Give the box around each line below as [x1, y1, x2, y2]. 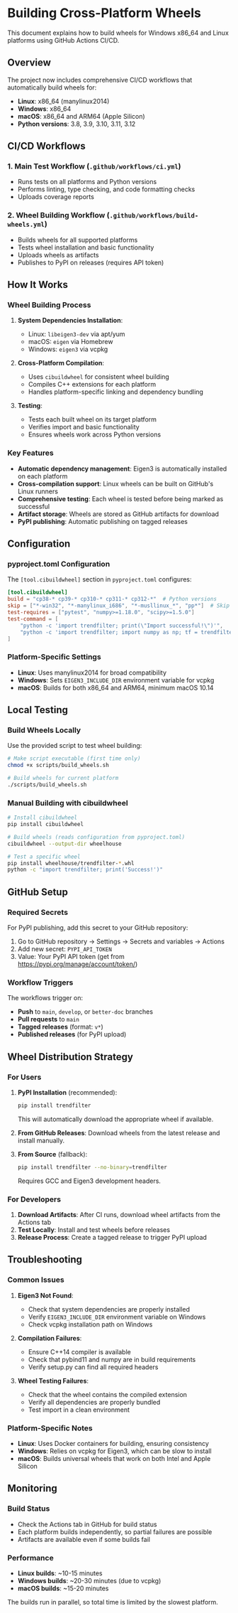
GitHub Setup [7, 886, 69, 898]
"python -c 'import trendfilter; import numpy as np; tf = [20, 628, 198, 636]
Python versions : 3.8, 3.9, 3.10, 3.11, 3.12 [17, 119, 136, 128]
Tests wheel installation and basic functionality [17, 243, 154, 252]
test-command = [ [7, 615, 59, 623]
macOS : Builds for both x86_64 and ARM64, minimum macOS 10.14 [17, 683, 214, 692]
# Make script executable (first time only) [7, 755, 141, 762]
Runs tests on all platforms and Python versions [17, 178, 157, 186]
